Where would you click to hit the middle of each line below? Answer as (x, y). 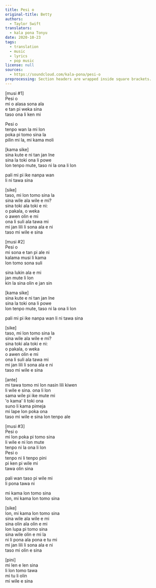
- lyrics (19, 56)
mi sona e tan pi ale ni (27, 252)
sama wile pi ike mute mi (30, 395)
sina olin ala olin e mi (26, 524)
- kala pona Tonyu (29, 33)
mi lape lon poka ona (26, 411)
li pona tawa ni (20, 483)
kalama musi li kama (26, 257)
